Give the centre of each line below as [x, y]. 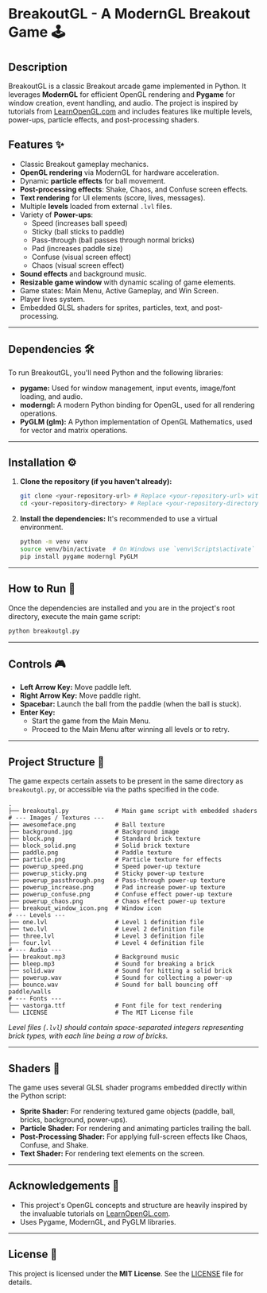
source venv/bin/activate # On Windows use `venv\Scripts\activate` [137, 549]
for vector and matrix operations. [74, 430]
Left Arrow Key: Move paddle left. [75, 687]
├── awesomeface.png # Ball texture [87, 825]
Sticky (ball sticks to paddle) [78, 231]
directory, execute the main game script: [74, 616]
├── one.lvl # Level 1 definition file [106, 923]
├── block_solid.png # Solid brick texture [99, 846]
